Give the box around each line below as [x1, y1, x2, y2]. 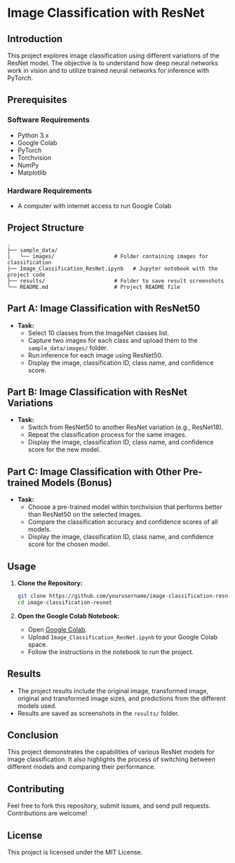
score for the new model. [27, 445, 101, 454]
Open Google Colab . [27, 625, 88, 634]
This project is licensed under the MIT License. [7, 848, 143, 857]
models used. [17, 701, 58, 709]
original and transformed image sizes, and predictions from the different [17, 694, 226, 702]
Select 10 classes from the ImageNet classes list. [27, 328, 170, 337]
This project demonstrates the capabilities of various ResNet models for [7, 748, 215, 756]
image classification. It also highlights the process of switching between [7, 755, 216, 763]
